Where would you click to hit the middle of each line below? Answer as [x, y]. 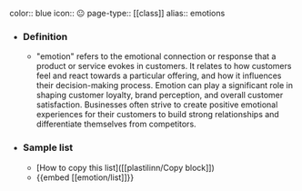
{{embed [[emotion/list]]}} [85, 177]
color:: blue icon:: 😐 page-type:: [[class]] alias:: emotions [117, 13]
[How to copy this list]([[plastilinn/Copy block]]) [126, 167]
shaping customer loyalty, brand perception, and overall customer [160, 95]
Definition [45, 36]
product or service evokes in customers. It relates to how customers [164, 66]
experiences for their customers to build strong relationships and [157, 115]
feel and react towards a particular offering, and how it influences [159, 75]
